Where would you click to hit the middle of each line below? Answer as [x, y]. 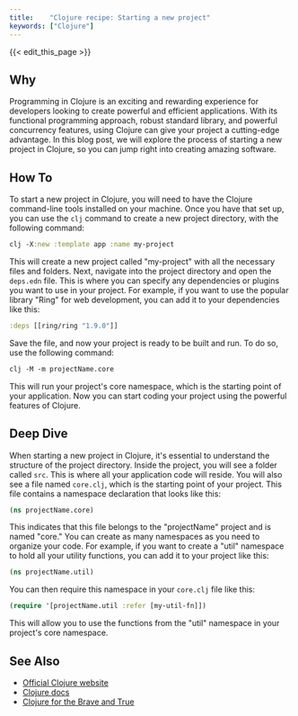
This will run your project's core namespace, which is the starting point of [145, 386]
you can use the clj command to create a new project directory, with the [144, 219]
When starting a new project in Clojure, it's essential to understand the [140, 455]
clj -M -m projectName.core [62, 369]
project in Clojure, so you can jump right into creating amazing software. [143, 149]
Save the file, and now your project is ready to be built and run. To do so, [144, 343]
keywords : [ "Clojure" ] [52, 26]
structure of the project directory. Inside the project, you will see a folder [144, 465]
